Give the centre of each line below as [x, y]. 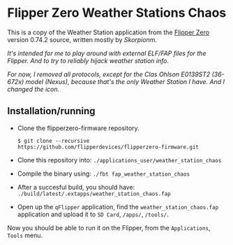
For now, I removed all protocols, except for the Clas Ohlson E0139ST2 [109, 74]
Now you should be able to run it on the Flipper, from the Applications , [109, 227]
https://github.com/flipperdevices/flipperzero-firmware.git [108, 147]
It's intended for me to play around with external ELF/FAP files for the [107, 53]
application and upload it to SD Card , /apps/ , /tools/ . [93, 214]
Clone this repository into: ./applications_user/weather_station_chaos [119, 160]
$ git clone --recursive [53, 141]
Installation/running [51, 111]
